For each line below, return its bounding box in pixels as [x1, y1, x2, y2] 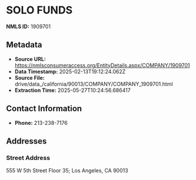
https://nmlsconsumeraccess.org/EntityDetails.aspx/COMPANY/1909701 [14, 62, 190, 69]
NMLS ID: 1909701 [6, 23, 51, 30]
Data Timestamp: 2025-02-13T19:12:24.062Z [14, 68, 126, 75]
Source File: [14, 74, 45, 81]
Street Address [6, 154, 51, 162]
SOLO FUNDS [6, 4, 72, 17]
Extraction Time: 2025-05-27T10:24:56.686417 [14, 86, 131, 94]
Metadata [6, 40, 42, 50]
